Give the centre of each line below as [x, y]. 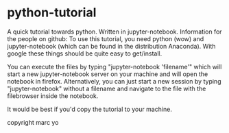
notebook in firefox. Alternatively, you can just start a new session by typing [114, 81]
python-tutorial [52, 13]
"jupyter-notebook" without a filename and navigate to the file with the [107, 88]
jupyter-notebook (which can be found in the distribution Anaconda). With [111, 46]
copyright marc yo [33, 122]
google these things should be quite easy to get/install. [85, 53]
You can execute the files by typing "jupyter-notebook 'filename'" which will [114, 66]
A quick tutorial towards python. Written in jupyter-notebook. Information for [114, 32]
